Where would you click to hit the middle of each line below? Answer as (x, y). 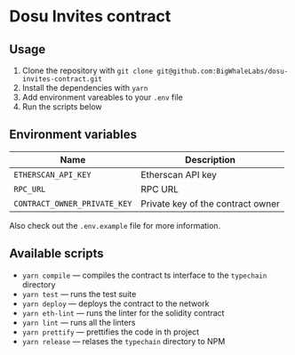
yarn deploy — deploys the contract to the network (116, 303)
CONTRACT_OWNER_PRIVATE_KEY (73, 203)
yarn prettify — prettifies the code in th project (111, 332)
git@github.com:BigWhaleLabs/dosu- (223, 71)
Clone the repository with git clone (88, 70)
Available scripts (56, 254)
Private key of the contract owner (210, 204)
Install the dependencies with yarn (85, 88)
